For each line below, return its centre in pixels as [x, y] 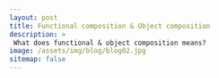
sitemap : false [38, 59]
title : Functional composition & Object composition [110, 26]
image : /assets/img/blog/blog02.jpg [78, 51]
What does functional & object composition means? [109, 43]
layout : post [34, 17]
